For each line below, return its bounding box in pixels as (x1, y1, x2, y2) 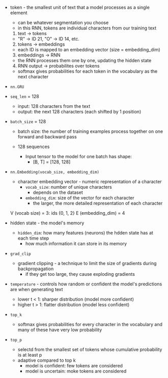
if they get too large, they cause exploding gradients (25, 271, 135, 277)
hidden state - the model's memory (10, 220, 85, 226)
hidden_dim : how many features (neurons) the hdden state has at (17, 230, 154, 236)
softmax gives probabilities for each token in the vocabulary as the (17, 68, 158, 74)
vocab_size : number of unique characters (25, 184, 112, 190)
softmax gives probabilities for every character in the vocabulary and (17, 322, 163, 327)
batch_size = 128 (10, 119, 46, 124)
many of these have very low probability (17, 327, 102, 333)
